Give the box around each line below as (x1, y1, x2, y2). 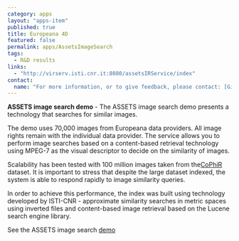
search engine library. (7, 212, 71, 220)
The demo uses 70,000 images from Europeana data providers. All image (7, 124, 222, 132)
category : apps (7, 10, 53, 18)
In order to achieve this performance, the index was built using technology (7, 189, 225, 198)
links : (7, 63, 27, 70)
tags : (7, 50, 23, 58)
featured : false (7, 37, 55, 44)
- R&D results (14, 57, 55, 64)
